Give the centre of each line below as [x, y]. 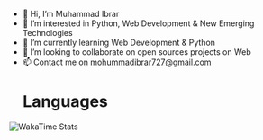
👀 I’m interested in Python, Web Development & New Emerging [138, 23]
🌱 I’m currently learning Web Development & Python [119, 42]
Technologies [48, 33]
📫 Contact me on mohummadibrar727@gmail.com [117, 62]
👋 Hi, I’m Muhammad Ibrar [71, 14]
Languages [65, 102]
